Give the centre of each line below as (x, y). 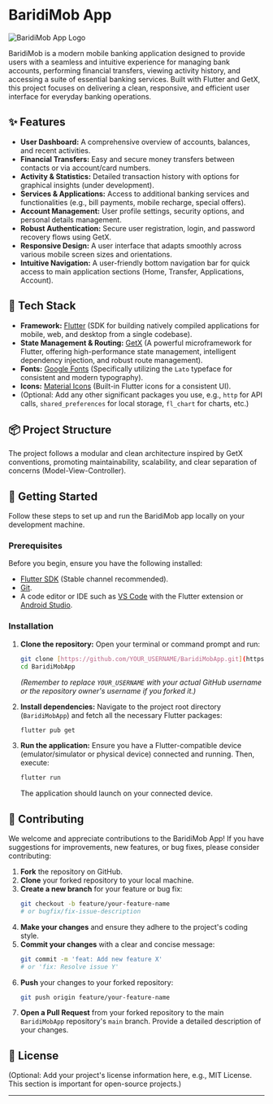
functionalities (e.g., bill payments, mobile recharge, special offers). (133, 202)
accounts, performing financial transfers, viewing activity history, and (125, 70)
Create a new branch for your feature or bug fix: (101, 889)
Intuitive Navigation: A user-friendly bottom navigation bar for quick (135, 263)
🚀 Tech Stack (42, 306)
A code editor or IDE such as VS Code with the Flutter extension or (132, 597)
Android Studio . (46, 605)
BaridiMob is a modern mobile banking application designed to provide (127, 53)
